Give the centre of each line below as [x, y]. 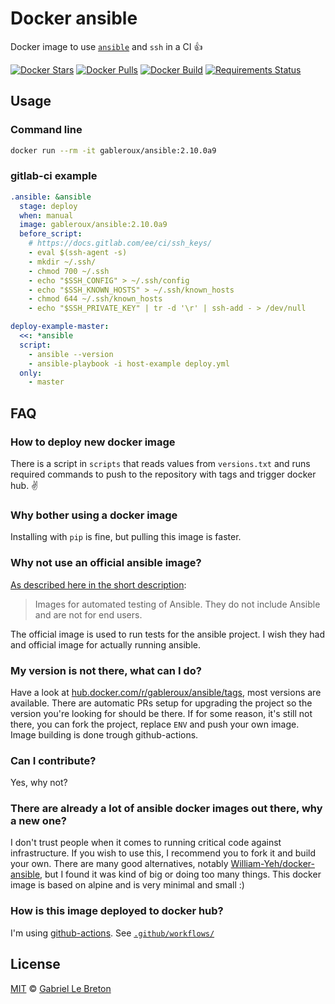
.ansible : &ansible [51, 197]
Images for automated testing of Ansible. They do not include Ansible [177, 604]
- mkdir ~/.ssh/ [62, 262]
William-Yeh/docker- [272, 864]
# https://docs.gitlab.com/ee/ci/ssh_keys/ [120, 243]
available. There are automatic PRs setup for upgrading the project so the [161, 703]
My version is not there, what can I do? [106, 670]
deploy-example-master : [60, 327]
